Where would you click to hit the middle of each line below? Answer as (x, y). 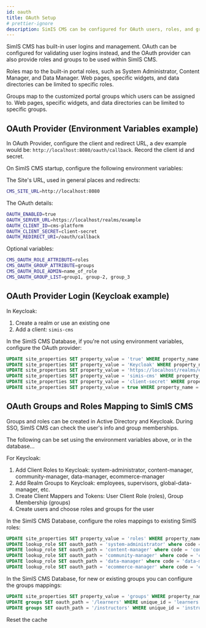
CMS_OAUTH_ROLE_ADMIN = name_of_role (52, 271)
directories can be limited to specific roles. (60, 85)
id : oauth (19, 12)
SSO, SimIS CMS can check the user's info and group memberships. (93, 428)
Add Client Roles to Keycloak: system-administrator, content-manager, (104, 470)
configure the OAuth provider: (44, 347)
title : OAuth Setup (31, 18)
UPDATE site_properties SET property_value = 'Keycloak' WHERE (89, 365)
